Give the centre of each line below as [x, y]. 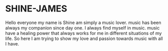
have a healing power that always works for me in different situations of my [83, 33]
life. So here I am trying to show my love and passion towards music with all [84, 38]
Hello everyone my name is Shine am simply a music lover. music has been [83, 22]
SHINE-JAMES [36, 9]
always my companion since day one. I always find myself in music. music [82, 27]
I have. [12, 43]
